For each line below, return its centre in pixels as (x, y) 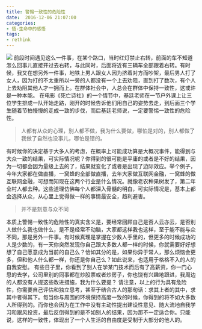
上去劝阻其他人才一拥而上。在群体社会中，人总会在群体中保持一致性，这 (96, 88)
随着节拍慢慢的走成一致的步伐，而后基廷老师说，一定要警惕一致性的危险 (101, 110)
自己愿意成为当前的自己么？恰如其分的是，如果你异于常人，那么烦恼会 (103, 252)
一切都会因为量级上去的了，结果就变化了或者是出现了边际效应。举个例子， (103, 166)
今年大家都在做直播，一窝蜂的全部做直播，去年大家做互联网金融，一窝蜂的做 (101, 174)
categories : (21, 23)
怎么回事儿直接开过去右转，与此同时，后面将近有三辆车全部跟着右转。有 (96, 65)
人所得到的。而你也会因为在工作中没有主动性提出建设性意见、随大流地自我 (98, 305)
